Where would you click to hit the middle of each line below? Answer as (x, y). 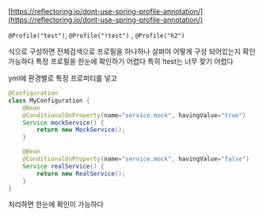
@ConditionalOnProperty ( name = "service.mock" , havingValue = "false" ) (136, 159)
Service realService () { (63, 166)
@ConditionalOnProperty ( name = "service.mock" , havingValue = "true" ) (134, 115)
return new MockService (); (81, 130)
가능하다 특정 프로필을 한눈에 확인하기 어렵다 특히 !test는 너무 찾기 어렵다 (121, 61)
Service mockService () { (63, 123)
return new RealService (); (81, 173)
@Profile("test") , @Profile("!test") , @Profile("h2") (97, 35)
